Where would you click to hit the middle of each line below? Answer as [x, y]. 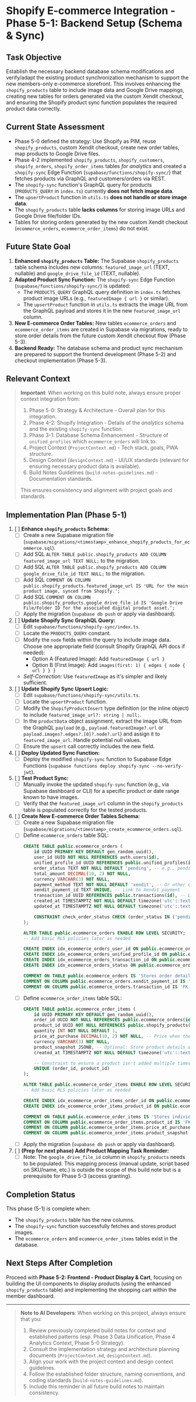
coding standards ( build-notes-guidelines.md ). [86, 1380]
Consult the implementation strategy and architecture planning [104, 1349]
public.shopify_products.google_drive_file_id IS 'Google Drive [103, 603]
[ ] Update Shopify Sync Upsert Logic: [62, 689]
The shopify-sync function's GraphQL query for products [83, 184]
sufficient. [35, 682]
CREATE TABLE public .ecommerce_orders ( [73, 847]
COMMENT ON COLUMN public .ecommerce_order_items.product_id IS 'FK [107, 1122]
